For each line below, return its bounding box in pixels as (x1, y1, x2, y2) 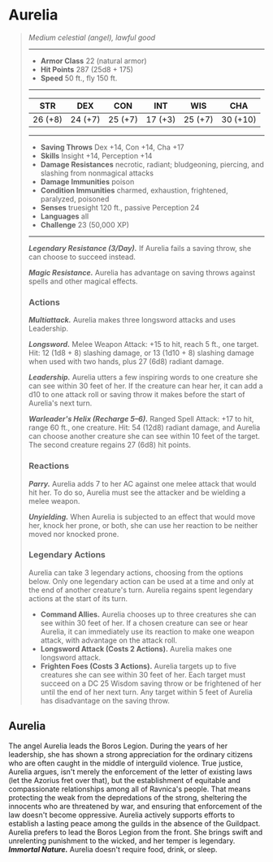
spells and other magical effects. (28, 276, 138, 286)
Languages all (40, 211, 89, 221)
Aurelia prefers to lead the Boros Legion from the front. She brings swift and (8, 827, 263, 837)
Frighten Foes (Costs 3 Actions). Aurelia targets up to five (40, 661, 237, 671)
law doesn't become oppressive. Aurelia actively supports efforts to (8, 810, 236, 820)
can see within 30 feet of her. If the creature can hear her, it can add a (28, 381, 263, 391)
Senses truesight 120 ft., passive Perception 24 (40, 202, 200, 212)
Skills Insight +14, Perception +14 (40, 150, 153, 160)
